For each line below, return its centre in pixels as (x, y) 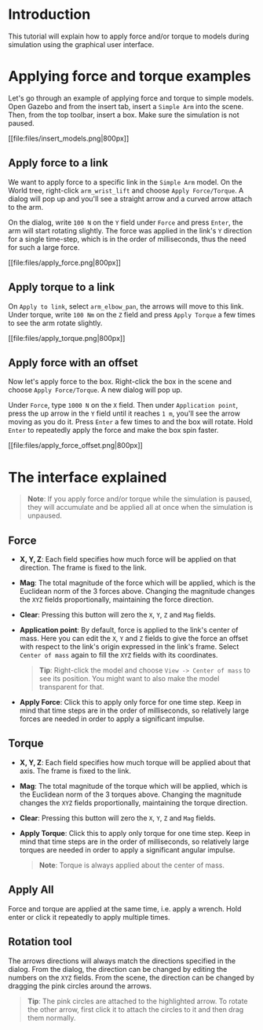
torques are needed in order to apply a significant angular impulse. (127, 849)
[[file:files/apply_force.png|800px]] (65, 262)
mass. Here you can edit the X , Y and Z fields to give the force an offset (134, 639)
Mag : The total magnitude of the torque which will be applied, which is (133, 786)
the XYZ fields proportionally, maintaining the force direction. (117, 599)
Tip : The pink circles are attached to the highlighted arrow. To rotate (137, 1001)
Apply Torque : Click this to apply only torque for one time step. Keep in (135, 833)
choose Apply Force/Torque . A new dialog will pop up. (95, 390)
